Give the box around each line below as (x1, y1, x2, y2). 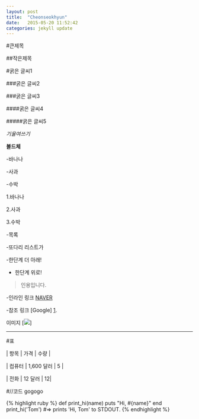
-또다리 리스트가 (6, 244, 44, 251)
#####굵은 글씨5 (6, 118, 47, 125)
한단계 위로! (14, 269, 43, 276)
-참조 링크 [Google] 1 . (6, 306, 57, 314)
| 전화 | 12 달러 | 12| (6, 375, 52, 382)
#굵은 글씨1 (6, 68, 33, 75)
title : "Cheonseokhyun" (6, 14, 68, 20)
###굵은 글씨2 (6, 80, 40, 87)
